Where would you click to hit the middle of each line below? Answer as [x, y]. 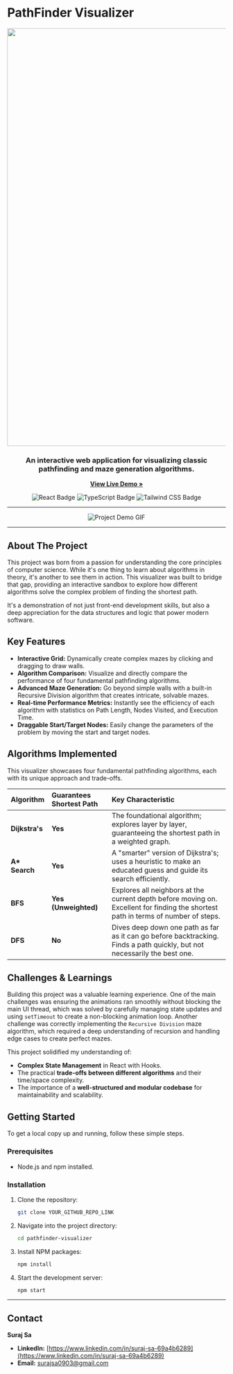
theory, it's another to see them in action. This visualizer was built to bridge [115, 577]
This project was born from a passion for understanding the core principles [114, 562]
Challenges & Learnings [60, 978]
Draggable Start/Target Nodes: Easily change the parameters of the [115, 724]
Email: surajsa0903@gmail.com [63, 1363]
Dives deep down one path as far [165, 927]
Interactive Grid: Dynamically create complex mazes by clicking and [115, 658]
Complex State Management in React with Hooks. [89, 1066]
